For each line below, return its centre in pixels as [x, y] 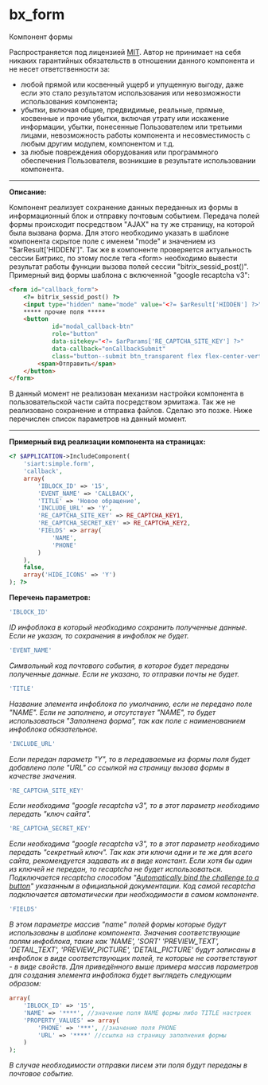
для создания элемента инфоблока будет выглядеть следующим [120, 975]
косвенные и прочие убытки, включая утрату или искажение [125, 118]
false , [34, 568]
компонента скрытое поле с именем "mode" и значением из [112, 241]
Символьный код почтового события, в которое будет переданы [119, 665]
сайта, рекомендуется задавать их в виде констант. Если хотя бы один [131, 861]
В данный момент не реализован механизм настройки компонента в [127, 394]
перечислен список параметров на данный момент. [98, 419]
